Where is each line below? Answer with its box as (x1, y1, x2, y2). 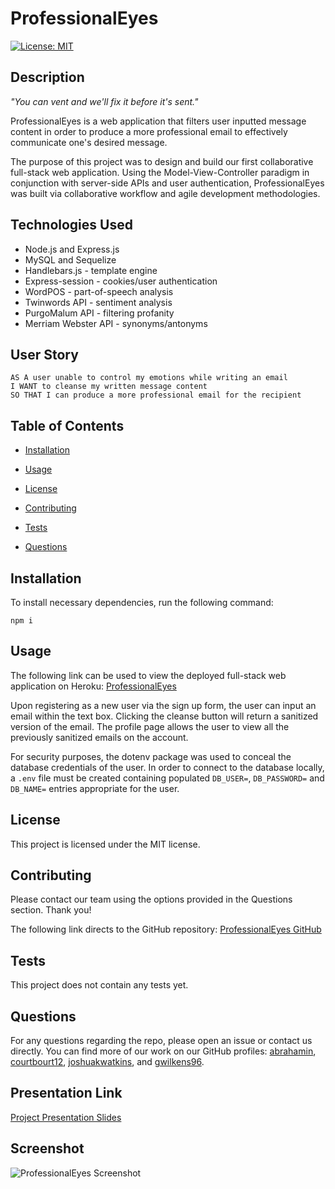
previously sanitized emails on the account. (10, 731, 189, 743)
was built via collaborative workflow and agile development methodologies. (10, 187, 321, 199)
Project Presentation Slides (10, 1111, 122, 1123)
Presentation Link (10, 1085, 123, 1102)
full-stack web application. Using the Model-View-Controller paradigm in (10, 166, 310, 178)
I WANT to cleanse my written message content (10, 382, 208, 392)
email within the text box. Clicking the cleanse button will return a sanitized (10, 710, 319, 722)
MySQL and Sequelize (24, 253, 117, 266)
